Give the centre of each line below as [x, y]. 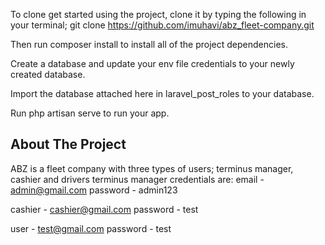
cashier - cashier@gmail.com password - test [104, 209]
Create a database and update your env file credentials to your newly [152, 63]
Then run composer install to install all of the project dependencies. [149, 44]
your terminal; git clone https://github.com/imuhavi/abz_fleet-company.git [162, 25]
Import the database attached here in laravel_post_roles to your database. [162, 93]
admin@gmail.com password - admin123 [94, 190]
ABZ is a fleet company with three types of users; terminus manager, [152, 168]
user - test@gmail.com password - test [91, 228]
